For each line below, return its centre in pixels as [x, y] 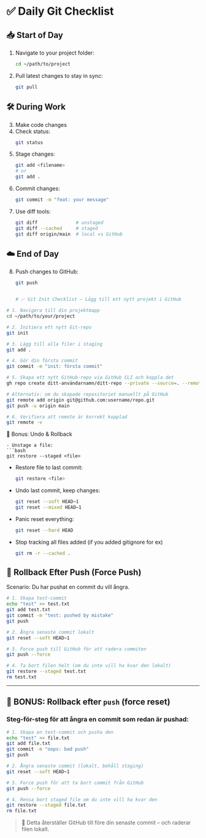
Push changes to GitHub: [47, 272]
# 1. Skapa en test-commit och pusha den [60, 732]
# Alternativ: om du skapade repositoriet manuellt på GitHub [87, 394]
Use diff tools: [33, 211]
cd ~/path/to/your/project [41, 316]
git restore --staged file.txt [46, 805]
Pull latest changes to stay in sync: [59, 75]
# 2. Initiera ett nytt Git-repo [49, 327]
